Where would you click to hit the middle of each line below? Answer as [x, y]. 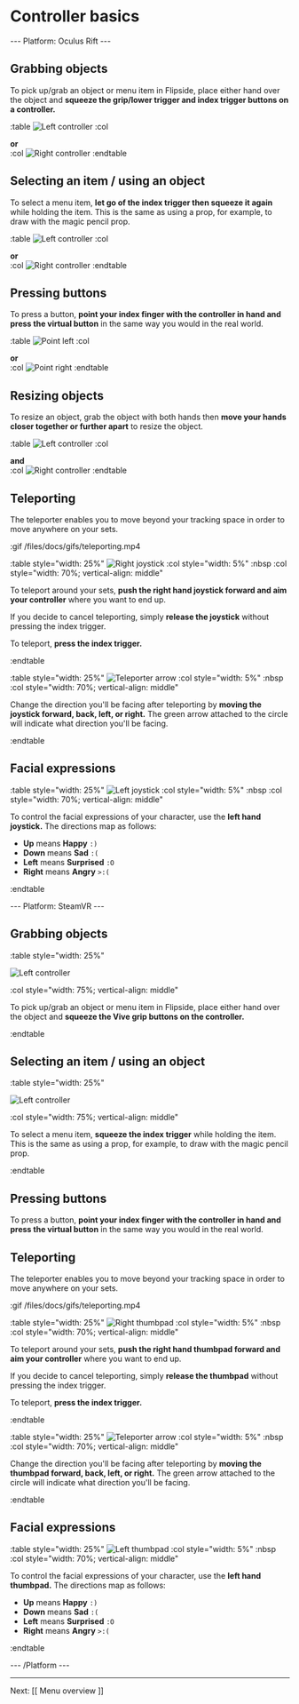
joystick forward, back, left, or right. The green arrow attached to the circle [149, 714]
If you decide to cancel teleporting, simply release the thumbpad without [144, 1376]
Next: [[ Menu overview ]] [57, 1691]
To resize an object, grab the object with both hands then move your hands [148, 417]
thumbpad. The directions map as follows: [88, 1585]
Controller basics [75, 16]
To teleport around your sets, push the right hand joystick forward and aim [149, 590]
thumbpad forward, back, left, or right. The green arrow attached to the [143, 1473]
